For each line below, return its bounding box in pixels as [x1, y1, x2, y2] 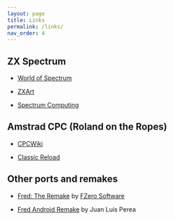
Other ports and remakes [7, 173, 118, 185]
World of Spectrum [17, 74, 72, 82]
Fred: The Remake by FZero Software [17, 191, 125, 200]
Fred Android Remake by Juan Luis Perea [17, 205, 136, 213]
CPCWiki [17, 139, 43, 148]
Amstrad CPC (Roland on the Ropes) [7, 121, 168, 133]
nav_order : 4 [7, 29, 45, 37]
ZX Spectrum [7, 55, 66, 67]
